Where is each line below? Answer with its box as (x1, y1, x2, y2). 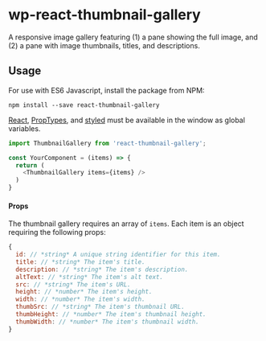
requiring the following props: (8, 228, 106, 237)
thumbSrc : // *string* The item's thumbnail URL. (15, 303, 185, 311)
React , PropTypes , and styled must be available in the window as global (8, 115, 245, 125)
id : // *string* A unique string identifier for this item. (15, 251, 221, 259)
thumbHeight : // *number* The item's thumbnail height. (15, 310, 207, 318)
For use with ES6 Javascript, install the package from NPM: (8, 85, 205, 95)
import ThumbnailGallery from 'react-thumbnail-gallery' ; (8, 139, 207, 147)
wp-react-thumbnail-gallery (8, 6, 201, 24)
